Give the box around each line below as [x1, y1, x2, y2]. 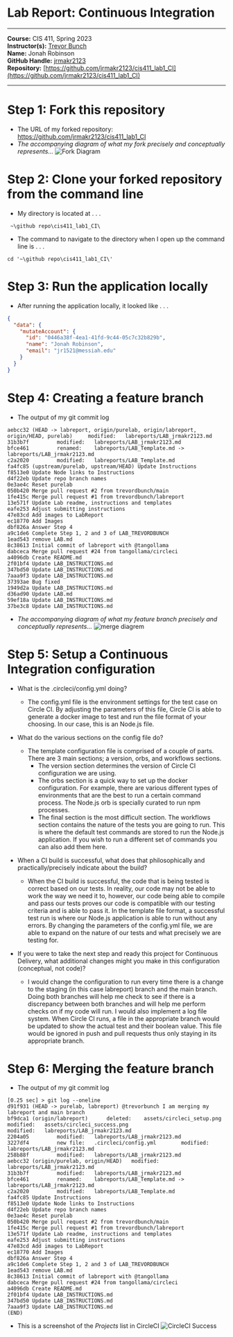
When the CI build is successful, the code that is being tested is [27, 877, 209, 885]
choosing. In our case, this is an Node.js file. [27, 720, 155, 728]
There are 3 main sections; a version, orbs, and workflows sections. [27, 754, 222, 762]
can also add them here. [37, 842, 107, 851]
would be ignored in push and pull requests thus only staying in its [27, 1029, 217, 1037]
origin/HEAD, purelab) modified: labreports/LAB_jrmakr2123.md [7, 432, 213, 439]
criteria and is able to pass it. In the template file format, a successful [27, 906, 225, 914]
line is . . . [17, 242, 45, 251]
